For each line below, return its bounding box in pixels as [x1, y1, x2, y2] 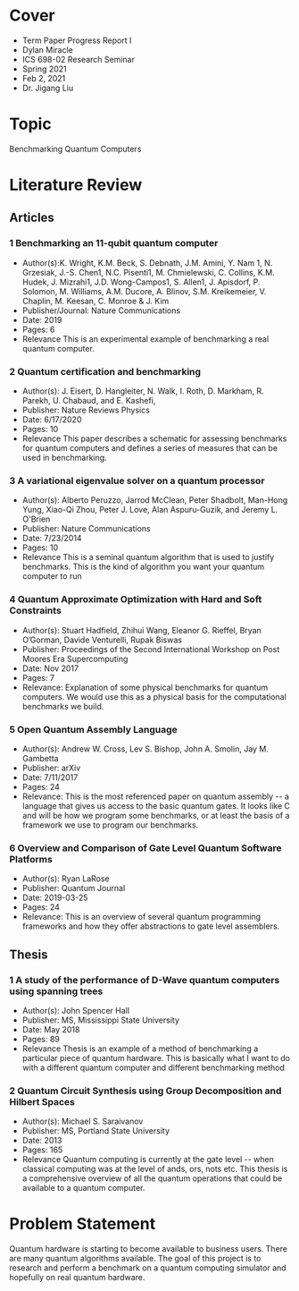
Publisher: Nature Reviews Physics [21, 404, 150, 416]
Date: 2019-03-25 [21, 892, 88, 904]
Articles [9, 210, 55, 225]
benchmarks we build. [21, 701, 104, 711]
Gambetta [21, 752, 60, 763]
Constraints [9, 605, 62, 617]
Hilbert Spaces [9, 1095, 76, 1108]
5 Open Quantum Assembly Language [9, 723, 179, 735]
